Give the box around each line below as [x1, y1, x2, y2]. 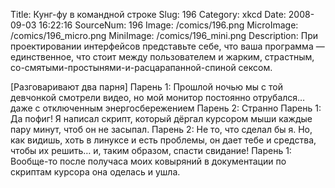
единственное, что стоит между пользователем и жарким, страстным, [10, 51, 315, 63]
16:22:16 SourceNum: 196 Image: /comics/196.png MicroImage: [38, 19, 299, 31]
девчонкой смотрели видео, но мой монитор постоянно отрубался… [10, 92, 306, 103]
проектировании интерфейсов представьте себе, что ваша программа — [10, 40, 325, 52]
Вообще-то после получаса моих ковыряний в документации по [10, 155, 287, 167]
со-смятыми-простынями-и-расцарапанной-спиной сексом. [10, 62, 273, 73]
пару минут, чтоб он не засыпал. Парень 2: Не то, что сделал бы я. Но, [10, 124, 313, 135]
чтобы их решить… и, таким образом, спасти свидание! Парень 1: [10, 145, 292, 156]
